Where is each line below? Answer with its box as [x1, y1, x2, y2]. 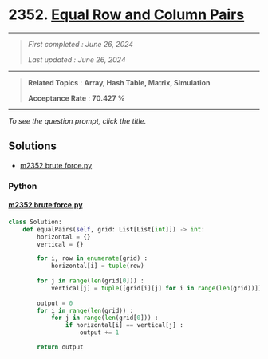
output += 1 [79, 329, 120, 337]
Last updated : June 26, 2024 [27, 54, 126, 65]
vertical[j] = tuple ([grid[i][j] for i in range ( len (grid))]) [50, 284, 262, 292]
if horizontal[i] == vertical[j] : [65, 322, 183, 329]
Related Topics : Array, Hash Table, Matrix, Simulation [27, 77, 211, 87]
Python [8, 180, 37, 191]
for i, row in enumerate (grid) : [37, 254, 148, 262]
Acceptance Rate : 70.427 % [27, 93, 125, 103]
